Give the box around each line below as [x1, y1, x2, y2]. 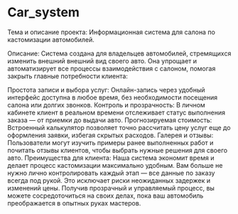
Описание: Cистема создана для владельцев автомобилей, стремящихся [7, 49, 232, 58]
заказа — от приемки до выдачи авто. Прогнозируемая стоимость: [7, 115, 212, 124]
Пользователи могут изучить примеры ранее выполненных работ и [7, 138, 214, 146]
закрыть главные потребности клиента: [7, 72, 128, 80]
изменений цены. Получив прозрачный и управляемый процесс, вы [7, 183, 215, 192]
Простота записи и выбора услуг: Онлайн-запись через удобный [7, 85, 205, 94]
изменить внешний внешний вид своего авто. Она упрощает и [7, 56, 198, 65]
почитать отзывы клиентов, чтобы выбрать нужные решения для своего [7, 146, 228, 154]
